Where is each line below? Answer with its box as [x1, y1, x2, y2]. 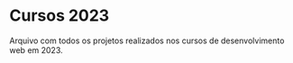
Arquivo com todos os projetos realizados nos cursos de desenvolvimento [9, 35, 285, 46]
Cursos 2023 [9, 5, 110, 26]
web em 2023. [9, 44, 63, 55]
